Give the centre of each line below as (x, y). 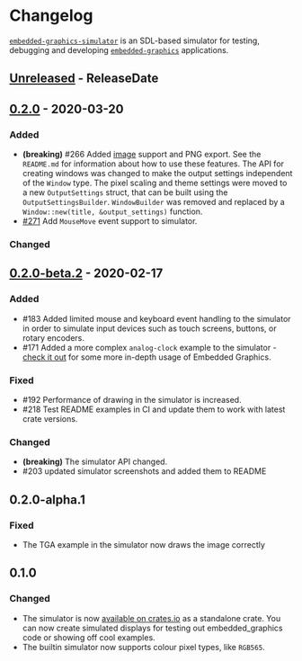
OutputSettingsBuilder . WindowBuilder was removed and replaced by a (153, 202)
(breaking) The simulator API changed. (95, 462)
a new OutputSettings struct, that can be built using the (125, 192)
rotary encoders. (53, 337)
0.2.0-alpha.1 (47, 500)
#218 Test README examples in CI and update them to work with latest (154, 409)
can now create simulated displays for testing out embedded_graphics (152, 628)
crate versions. (50, 418)
